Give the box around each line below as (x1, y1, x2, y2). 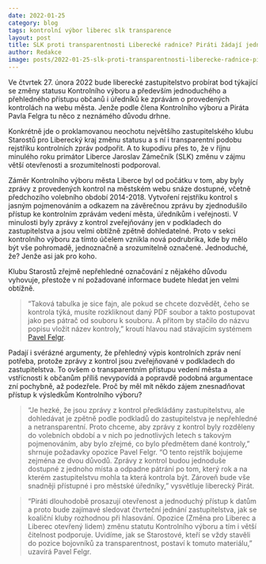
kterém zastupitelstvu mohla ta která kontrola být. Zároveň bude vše (27, 472, 251, 482)
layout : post (8, 33, 51, 42)
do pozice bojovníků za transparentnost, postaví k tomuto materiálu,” (27, 538, 253, 547)
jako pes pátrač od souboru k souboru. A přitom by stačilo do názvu (27, 315, 249, 325)
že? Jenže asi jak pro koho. (8, 251, 97, 261)
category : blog (8, 19, 59, 27)
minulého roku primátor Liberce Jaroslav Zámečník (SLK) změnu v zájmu (8, 151, 245, 161)
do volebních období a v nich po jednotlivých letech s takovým (27, 430, 232, 440)
